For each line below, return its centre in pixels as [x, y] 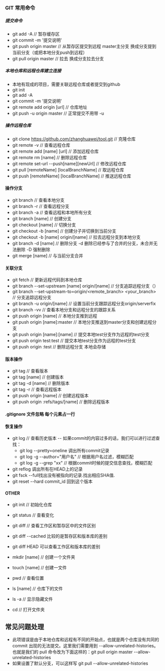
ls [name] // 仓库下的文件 [37, 588]
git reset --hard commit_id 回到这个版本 [52, 482]
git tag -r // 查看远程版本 [37, 389]
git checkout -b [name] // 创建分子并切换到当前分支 [64, 231]
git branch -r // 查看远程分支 [41, 207]
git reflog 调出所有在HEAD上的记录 [47, 469]
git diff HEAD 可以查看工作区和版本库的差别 [56, 546]
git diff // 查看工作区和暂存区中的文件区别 [54, 526]
